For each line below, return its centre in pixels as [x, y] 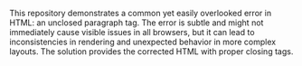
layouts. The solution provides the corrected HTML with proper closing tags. [151, 52]
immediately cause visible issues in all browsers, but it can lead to [132, 32]
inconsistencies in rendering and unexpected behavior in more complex [143, 42]
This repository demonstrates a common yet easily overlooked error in [141, 13]
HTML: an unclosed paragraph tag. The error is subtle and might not [137, 23]
